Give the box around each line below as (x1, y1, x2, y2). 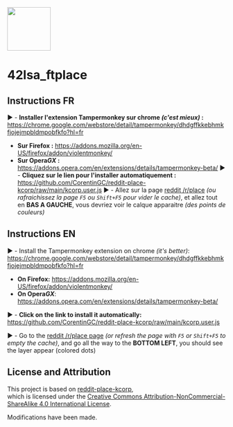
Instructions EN (7, 228, 76, 240)
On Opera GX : (17, 289, 57, 298)
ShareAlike (7, 399, 38, 408)
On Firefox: (17, 275, 51, 283)
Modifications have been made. (7, 413, 98, 421)
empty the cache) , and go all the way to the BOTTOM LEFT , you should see (7, 339, 223, 347)
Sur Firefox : (17, 142, 54, 150)
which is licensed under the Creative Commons (7, 392, 143, 401)
